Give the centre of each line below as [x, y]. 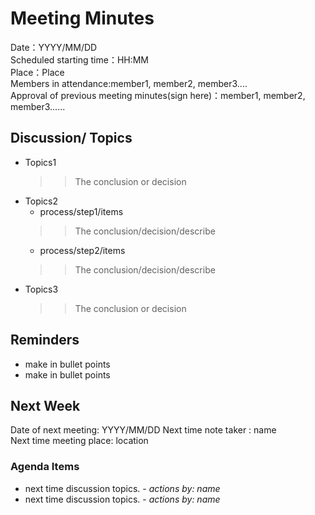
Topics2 [41, 201]
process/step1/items [81, 211]
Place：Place [37, 72]
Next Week [45, 405]
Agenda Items [45, 467]
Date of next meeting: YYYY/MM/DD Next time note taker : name [143, 430]
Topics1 [40, 162]
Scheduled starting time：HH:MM [80, 59]
